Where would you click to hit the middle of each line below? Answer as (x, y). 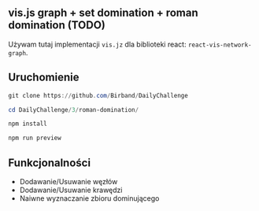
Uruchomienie (44, 78)
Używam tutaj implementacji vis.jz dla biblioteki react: (97, 44)
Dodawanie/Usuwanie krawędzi (71, 190)
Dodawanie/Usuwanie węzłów (68, 181)
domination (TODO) (57, 26)
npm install (28, 124)
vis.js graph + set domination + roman (103, 13)
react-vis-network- (220, 45)
